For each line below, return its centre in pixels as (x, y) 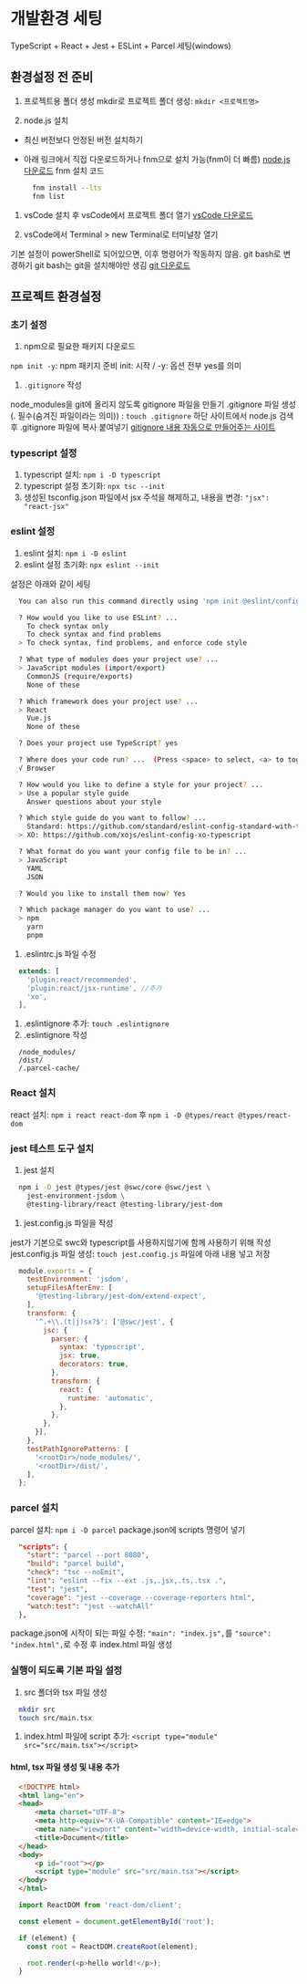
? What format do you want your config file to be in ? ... (133, 852)
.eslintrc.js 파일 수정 (60, 953)
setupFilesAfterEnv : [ (70, 1288)
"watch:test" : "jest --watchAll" (90, 1606)
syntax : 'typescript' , (102, 1347)
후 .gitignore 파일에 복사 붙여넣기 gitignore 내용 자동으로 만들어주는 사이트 (143, 427)
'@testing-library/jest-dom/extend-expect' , (120, 1296)
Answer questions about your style (94, 802)
